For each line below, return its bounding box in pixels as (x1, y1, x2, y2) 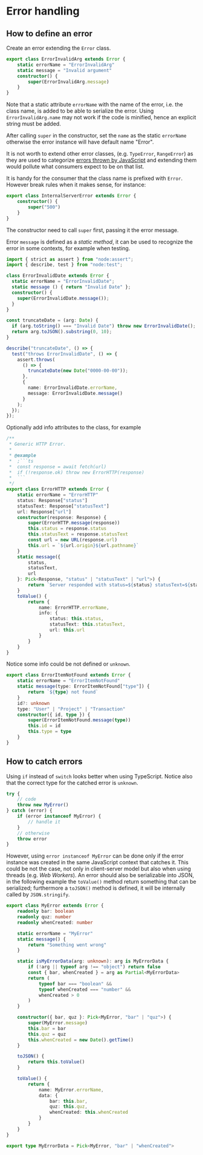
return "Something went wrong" (28, 942, 107, 948)
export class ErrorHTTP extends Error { (6, 486, 110, 492)
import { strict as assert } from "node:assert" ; (6, 256, 134, 262)
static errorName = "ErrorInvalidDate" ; (11, 279, 115, 285)
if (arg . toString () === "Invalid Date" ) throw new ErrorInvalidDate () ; (11, 323, 196, 329)
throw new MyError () (17, 802, 69, 808)
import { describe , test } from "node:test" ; (6, 262, 123, 268)
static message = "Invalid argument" (17, 67, 112, 73)
